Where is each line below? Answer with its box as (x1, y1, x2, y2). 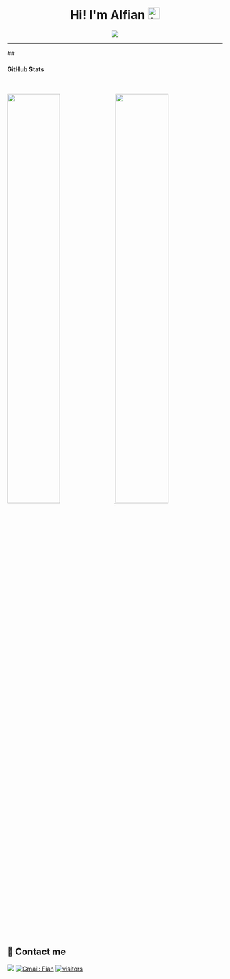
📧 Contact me (7, 946, 66, 958)
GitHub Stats (7, 65, 44, 73)
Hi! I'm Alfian (70, 8, 146, 23)
